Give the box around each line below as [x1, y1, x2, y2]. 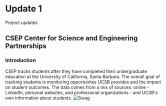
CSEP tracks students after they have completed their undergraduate [5, 68, 147, 74]
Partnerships [5, 42, 46, 50]
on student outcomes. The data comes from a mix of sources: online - [5, 84, 149, 90]
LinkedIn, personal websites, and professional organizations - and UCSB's [5, 89, 158, 95]
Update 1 [5, 3, 42, 14]
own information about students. [5, 94, 72, 100]
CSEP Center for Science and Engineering [5, 34, 138, 42]
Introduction [5, 57, 36, 64]
